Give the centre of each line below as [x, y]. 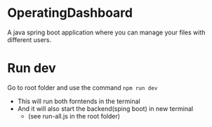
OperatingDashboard [70, 13]
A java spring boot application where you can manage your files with [106, 32]
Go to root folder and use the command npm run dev [82, 87]
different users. [29, 39]
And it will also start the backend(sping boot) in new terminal [105, 108]
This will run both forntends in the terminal [79, 101]
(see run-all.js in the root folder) [74, 116]
